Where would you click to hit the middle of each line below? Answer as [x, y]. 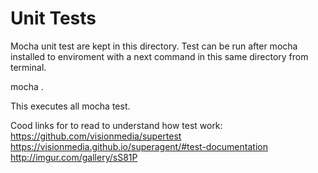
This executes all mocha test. [70, 106]
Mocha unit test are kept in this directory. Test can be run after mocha [154, 46]
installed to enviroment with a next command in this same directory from [159, 56]
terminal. [28, 67]
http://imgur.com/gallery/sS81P [74, 157]
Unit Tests [53, 18]
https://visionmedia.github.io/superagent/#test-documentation [139, 146]
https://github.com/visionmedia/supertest [96, 136]
